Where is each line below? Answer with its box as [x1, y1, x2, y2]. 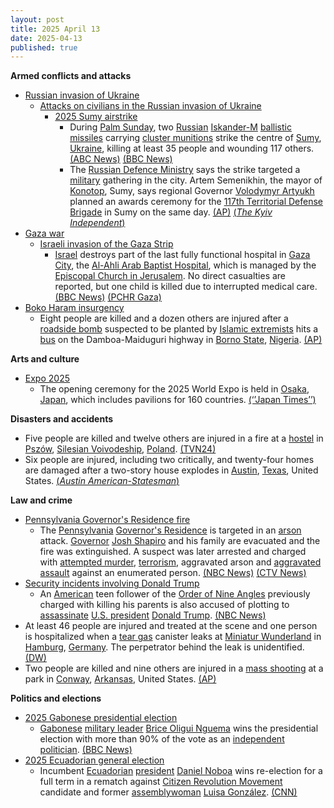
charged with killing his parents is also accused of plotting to [39, 599, 290, 611]
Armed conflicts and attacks [10, 70, 132, 82]
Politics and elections [10, 692, 102, 705]
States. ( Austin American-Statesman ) [24, 475, 180, 487]
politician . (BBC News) [39, 744, 133, 756]
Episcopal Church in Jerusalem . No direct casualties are [54, 270, 287, 282]
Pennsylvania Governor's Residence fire [24, 514, 191, 526]
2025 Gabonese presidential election [24, 712, 178, 724]
